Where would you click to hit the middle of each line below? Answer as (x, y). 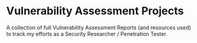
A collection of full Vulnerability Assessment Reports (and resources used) (99, 27)
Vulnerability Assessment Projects (95, 11)
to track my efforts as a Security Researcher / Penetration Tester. (87, 33)
